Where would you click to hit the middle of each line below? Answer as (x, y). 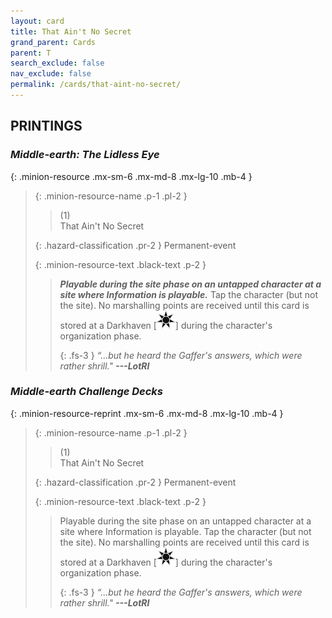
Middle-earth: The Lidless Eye (85, 155)
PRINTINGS (46, 126)
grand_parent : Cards (53, 42)
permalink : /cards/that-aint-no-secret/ (96, 85)
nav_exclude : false (51, 74)
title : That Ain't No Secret (71, 31)
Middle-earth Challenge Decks (87, 392)
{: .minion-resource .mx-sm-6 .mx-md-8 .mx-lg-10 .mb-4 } (131, 176)
